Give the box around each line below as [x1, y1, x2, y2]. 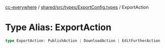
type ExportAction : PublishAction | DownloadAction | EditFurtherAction [5, 38, 160, 43]
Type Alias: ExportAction [5, 22, 112, 33]
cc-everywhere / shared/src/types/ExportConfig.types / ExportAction [5, 4, 149, 10]
